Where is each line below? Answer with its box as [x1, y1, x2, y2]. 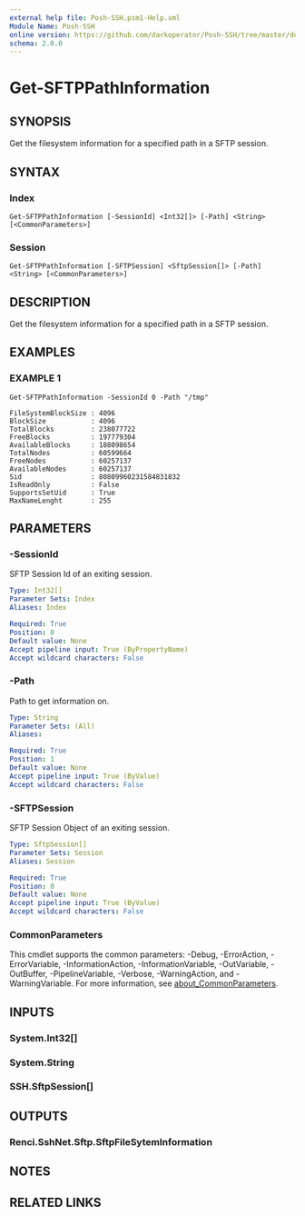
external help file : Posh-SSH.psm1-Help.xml [9, 13, 181, 23]
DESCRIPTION [9, 294, 91, 310]
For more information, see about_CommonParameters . [75, 978, 279, 989]
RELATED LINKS [9, 1194, 102, 1210]
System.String [9, 1056, 75, 1069]
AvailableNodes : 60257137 [9, 464, 132, 473]
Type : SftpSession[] [9, 840, 88, 850]
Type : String [9, 713, 59, 723]
